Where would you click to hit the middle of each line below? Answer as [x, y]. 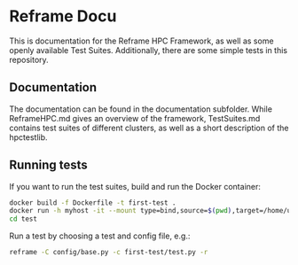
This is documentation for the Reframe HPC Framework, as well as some [141, 41]
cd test [24, 219]
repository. [29, 59]
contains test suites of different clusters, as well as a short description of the [149, 128]
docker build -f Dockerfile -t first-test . [93, 203]
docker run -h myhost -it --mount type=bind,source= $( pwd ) [121, 211]
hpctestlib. [28, 137]
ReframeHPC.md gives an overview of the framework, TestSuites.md [135, 118]
